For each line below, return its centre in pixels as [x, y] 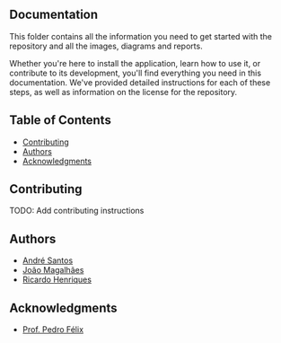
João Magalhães [53, 270]
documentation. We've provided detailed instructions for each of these [140, 82]
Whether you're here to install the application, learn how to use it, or [135, 63]
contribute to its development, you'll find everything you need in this [136, 73]
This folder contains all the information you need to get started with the [140, 36]
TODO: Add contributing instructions [77, 211]
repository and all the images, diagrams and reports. [106, 46]
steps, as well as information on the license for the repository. [123, 92]
